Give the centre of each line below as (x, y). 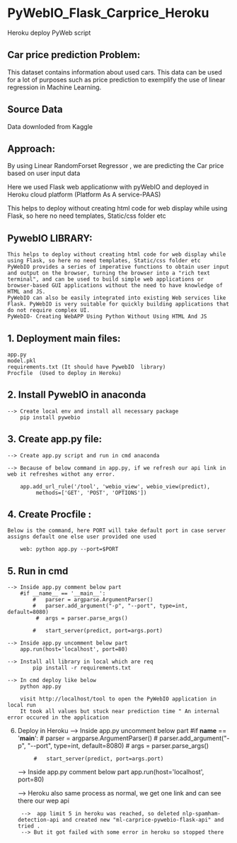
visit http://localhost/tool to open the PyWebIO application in (118, 699)
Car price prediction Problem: (74, 55)
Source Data (35, 110)
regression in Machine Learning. (54, 87)
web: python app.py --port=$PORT (69, 549)
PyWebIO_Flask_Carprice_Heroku (108, 13)
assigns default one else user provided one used (82, 537)
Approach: (31, 149)
